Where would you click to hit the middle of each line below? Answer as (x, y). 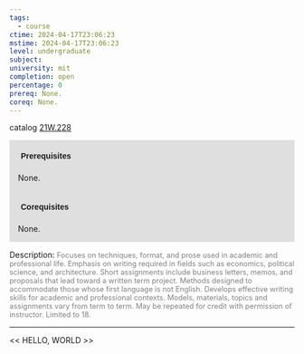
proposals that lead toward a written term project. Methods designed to (131, 281)
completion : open (42, 77)
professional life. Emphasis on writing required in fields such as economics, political (152, 264)
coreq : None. (34, 102)
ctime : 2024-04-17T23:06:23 (62, 34)
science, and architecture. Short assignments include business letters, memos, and (151, 273)
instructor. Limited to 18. (50, 315)
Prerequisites (46, 156)
